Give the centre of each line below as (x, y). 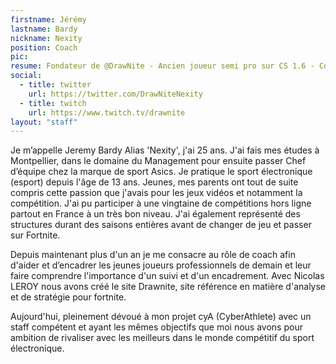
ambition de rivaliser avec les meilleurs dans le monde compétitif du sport (162, 338)
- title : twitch (53, 103)
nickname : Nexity (46, 38)
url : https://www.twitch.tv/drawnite (107, 112)
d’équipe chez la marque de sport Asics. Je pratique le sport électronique (161, 172)
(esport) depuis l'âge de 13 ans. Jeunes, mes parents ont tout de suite (154, 182)
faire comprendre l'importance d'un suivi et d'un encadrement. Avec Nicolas (167, 276)
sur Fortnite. (35, 235)
